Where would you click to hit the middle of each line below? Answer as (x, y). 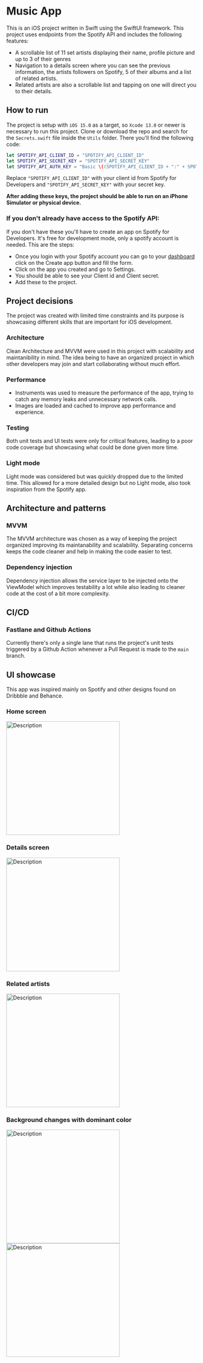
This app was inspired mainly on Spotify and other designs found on (91, 690)
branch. (16, 656)
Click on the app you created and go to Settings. (75, 269)
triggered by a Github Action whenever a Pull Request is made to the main (98, 649)
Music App (34, 11)
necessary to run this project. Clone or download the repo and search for (97, 131)
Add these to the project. (46, 282)
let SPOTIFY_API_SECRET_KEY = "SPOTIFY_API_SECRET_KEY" (78, 161)
